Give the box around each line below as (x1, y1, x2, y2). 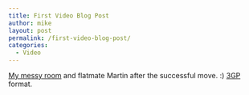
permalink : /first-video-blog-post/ (8, 34, 131, 42)
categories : (8, 42, 48, 49)
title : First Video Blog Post (8, 11, 110, 20)
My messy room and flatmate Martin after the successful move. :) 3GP (8, 71, 241, 80)
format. (8, 79, 33, 89)
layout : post (8, 26, 52, 34)
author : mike (8, 19, 52, 27)
